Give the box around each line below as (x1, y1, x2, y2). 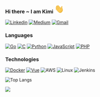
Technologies (5, 55, 39, 62)
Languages (5, 32, 33, 39)
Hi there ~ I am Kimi (5, 8, 53, 15)
